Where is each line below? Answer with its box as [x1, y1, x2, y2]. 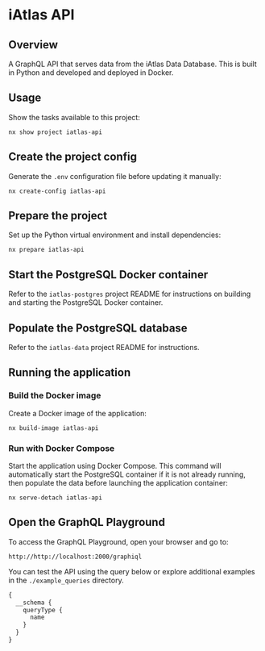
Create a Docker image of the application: [8, 408, 147, 418]
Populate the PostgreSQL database [8, 321, 188, 335]
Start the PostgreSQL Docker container [8, 268, 209, 282]
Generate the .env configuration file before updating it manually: [8, 171, 222, 181]
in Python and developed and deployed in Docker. [8, 68, 174, 77]
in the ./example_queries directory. [8, 575, 124, 585]
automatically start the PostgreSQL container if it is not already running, [8, 469, 246, 479]
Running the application [8, 365, 131, 380]
